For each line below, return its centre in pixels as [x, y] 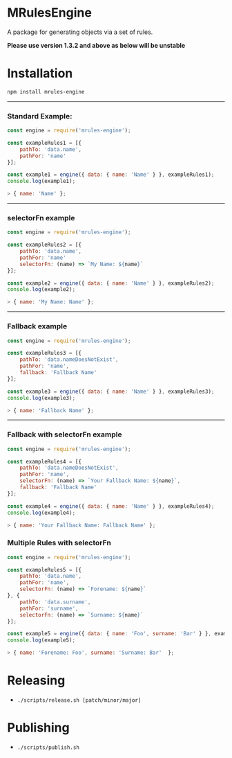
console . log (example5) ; [41, 640]
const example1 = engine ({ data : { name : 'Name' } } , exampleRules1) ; [111, 175]
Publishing [39, 728]
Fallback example [37, 326]
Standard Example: [40, 116]
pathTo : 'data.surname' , [55, 602]
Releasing [36, 681]
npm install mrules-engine [46, 91]
